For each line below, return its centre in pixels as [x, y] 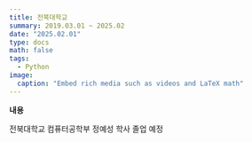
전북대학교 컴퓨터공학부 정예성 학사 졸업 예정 [87, 129]
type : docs [29, 42]
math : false [31, 51]
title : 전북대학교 [39, 17]
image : [21, 75]
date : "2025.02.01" [45, 34]
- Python [33, 67]
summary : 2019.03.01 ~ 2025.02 [67, 26]
